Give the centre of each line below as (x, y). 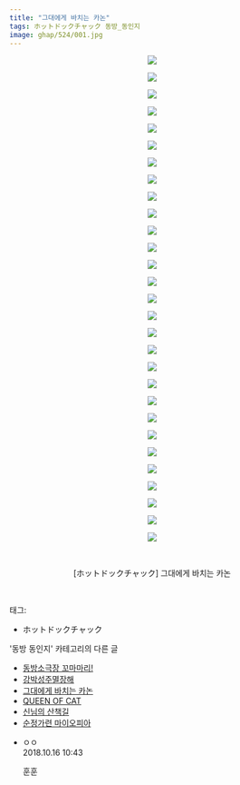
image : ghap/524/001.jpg (56, 35)
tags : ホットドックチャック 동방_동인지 (75, 26)
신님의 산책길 (46, 712)
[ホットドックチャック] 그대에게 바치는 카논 (152, 573)
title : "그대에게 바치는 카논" (60, 18)
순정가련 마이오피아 (57, 723)
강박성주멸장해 (48, 680)
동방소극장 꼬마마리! (58, 668)
